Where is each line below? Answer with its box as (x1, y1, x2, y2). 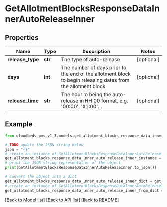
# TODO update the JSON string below (5, 142, 83, 147)
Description (82, 48, 111, 54)
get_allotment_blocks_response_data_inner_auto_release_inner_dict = (5, 179, 153, 184)
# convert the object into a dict (5, 174, 77, 179)
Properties (5, 33, 39, 42)
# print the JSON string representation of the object (5, 160, 121, 166)
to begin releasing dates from (61, 77, 130, 83)
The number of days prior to (61, 64, 127, 71)
